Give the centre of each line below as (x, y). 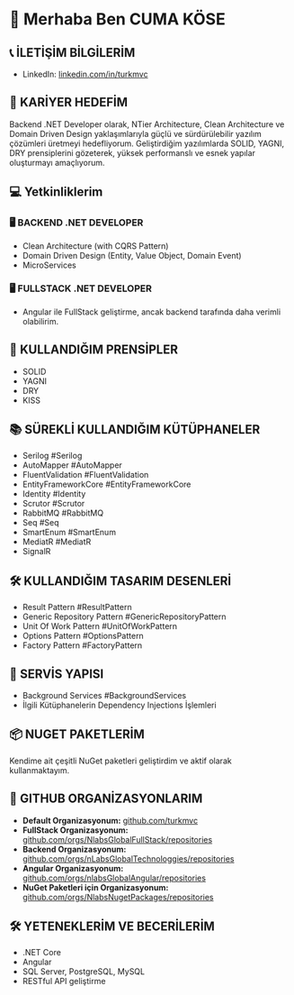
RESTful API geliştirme (64, 981)
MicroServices (49, 265)
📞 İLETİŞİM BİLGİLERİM (72, 53)
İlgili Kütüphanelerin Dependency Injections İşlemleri (120, 705)
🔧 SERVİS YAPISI (57, 674)
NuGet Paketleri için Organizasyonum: (95, 887)
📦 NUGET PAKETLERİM (77, 735)
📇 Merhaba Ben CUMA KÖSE (118, 19)
